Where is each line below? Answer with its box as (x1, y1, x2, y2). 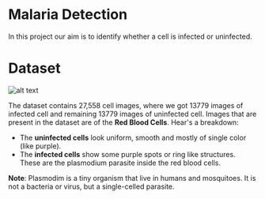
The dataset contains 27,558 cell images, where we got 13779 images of (8, 100, 244, 110)
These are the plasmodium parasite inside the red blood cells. (19, 158, 221, 167)
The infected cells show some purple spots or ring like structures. (19, 149, 236, 159)
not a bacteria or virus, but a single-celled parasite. (8, 182, 176, 191)
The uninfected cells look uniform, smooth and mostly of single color (19, 133, 247, 142)
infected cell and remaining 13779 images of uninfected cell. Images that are (8, 109, 257, 118)
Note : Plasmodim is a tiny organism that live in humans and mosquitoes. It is (8, 173, 256, 182)
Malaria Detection (8, 6, 128, 24)
